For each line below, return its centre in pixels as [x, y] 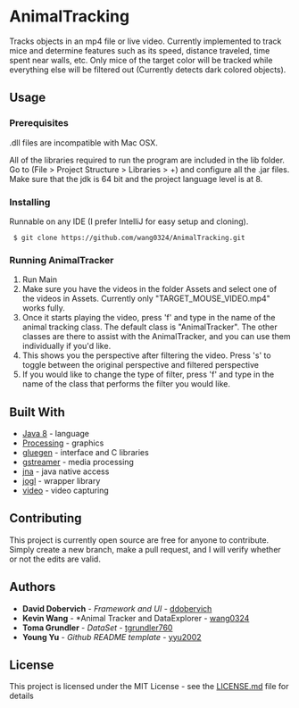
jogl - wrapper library [61, 481]
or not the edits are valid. [55, 559]
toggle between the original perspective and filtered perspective [140, 365]
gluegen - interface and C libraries [85, 453]
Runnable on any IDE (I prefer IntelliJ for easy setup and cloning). [129, 221]
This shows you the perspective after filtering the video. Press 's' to [146, 355]
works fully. [43, 308]
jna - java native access [66, 471]
